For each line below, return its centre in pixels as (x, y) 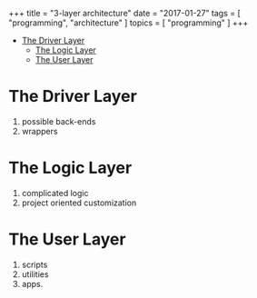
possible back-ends (59, 121)
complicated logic (55, 193)
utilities (35, 274)
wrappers (40, 131)
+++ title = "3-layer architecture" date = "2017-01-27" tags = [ (125, 13)
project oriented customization (79, 203)
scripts (35, 264)
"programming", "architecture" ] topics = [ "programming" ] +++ (128, 23)
